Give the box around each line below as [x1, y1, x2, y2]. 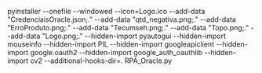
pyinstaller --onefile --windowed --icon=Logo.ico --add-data [7, 7, 206, 16]
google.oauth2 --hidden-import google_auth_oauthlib [30, 48, 203, 57]
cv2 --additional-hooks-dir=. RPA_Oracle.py [30, 56, 173, 65]
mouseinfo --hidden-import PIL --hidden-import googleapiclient [7, 40, 215, 49]
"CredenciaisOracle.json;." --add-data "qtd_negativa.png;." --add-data [7, 15, 237, 24]
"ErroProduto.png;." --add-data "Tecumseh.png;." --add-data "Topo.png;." [7, 23, 249, 32]
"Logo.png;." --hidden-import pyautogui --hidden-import [42, 31, 227, 40]
